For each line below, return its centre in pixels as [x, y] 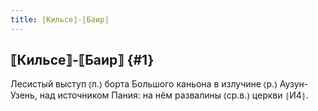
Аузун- [294, 84]
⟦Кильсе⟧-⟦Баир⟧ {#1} [82, 60]
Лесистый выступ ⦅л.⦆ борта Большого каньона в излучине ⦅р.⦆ [144, 84]
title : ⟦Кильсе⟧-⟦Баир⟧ [60, 19]
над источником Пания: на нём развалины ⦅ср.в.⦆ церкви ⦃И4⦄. [174, 95]
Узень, [24, 95]
